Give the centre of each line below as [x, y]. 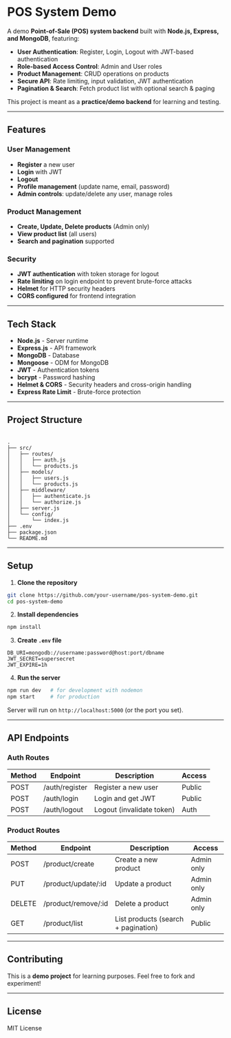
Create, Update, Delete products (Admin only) [83, 226]
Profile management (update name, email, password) [93, 186]
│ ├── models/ [30, 472]
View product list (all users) [57, 233]
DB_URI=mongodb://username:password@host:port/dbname [86, 653]
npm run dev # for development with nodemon [75, 691]
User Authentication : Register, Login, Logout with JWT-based [105, 52]
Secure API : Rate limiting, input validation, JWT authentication [105, 81]
